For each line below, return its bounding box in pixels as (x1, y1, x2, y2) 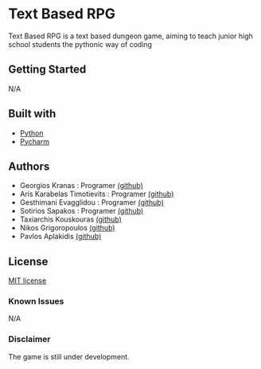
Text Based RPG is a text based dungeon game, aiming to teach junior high (8, 31, 253, 41)
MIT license (8, 276, 47, 285)
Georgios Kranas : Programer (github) (19, 181, 143, 190)
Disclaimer (8, 334, 51, 345)
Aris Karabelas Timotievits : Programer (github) (19, 189, 174, 199)
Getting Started (8, 63, 87, 77)
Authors (8, 159, 50, 173)
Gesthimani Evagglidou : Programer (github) (19, 198, 165, 207)
